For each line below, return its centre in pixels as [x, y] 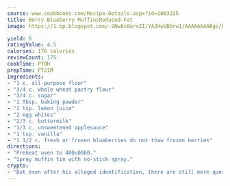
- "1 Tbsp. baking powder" [46, 102]
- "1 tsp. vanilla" [35, 134]
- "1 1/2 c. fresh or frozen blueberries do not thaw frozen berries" [110, 140]
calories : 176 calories [41, 51]
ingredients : [26, 77]
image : [16, 26]
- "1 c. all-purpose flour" [47, 83]
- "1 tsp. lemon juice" [41, 109]
